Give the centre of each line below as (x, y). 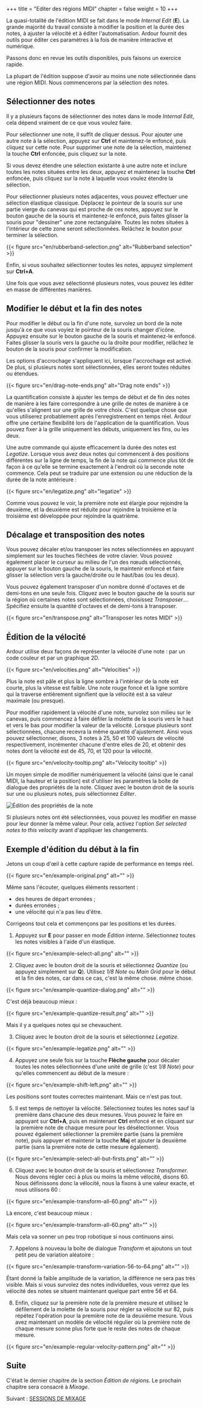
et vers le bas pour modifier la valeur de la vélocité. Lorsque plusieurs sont (99, 725)
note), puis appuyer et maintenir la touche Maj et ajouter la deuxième (101, 1140)
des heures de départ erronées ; (55, 899)
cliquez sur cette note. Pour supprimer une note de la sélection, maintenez (99, 147)
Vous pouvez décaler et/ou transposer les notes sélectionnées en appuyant (100, 549)
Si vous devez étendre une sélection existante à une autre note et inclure (96, 165)
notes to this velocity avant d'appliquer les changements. (77, 830)
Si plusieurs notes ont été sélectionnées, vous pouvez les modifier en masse (101, 818)
